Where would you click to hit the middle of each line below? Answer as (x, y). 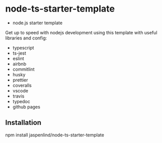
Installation (23, 123)
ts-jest (19, 53)
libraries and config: (26, 38)
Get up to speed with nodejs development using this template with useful (82, 32)
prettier (20, 80)
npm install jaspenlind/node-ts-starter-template (55, 135)
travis (18, 96)
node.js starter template (37, 23)
